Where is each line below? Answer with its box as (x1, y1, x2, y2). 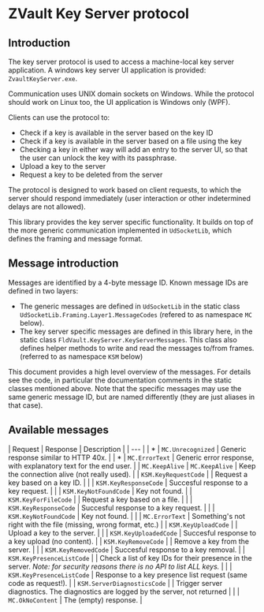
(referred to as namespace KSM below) (19, 352, 143, 361)
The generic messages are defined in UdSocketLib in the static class (19, 301, 240, 311)
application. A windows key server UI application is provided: (8, 65, 206, 75)
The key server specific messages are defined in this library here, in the (19, 327, 253, 336)
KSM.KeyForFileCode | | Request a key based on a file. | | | (8, 494, 193, 504)
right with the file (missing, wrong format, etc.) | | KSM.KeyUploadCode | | (8, 520, 238, 529)
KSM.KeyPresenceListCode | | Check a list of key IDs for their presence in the (8, 553, 252, 562)
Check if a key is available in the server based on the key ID (19, 128, 214, 137)
